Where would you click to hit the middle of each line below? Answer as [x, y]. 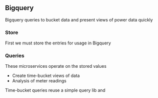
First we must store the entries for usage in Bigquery [58, 43]
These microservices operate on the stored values [56, 66]
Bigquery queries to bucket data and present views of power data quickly [79, 20]
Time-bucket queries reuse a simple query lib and [55, 90]
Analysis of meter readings [39, 81]
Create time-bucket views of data [46, 76]
